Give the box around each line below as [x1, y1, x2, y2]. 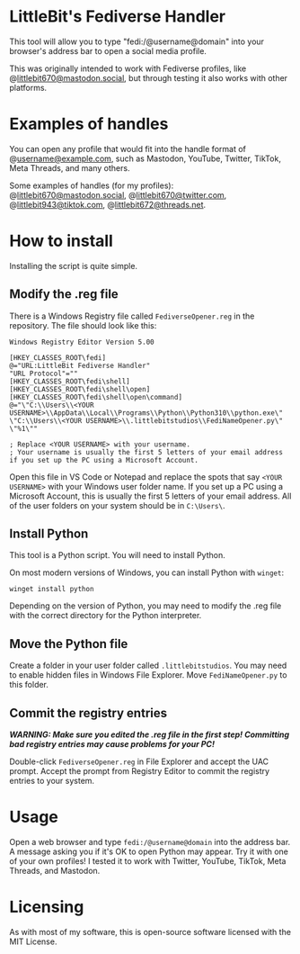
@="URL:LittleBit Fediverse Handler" [9, 361, 151, 370]
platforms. [9, 82, 48, 93]
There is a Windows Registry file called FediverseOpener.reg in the [9, 310, 255, 321]
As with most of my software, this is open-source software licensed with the [9, 926, 292, 937]
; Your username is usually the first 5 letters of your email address [9, 447, 283, 456]
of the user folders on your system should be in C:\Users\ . [9, 499, 225, 510]
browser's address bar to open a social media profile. [9, 45, 207, 56]
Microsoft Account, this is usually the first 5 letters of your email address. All [9, 490, 292, 501]
